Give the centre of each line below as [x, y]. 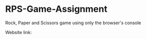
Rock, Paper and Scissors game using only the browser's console [73, 23]
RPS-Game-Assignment [56, 9]
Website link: [18, 32]
